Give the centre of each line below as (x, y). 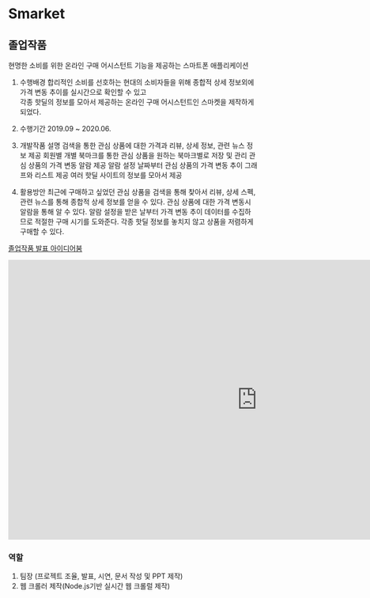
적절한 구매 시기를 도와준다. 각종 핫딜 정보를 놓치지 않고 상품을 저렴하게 (144, 221)
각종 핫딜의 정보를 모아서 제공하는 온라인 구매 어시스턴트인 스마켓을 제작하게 (137, 102)
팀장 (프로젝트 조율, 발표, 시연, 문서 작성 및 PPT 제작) (101, 576)
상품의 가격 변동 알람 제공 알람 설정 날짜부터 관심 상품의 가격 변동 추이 (136, 165)
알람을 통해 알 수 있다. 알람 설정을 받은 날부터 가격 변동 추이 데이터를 (125, 212)
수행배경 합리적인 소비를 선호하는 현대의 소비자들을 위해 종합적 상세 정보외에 (137, 82)
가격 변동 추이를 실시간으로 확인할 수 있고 (83, 92)
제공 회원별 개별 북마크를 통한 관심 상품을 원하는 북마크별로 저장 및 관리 (138, 155)
